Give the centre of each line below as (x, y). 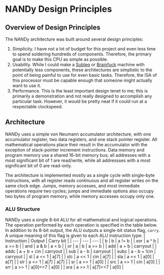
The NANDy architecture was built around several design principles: (74, 39)
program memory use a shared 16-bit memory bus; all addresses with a (78, 155)
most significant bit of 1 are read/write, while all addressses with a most (78, 160)
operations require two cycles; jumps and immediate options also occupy (80, 191)
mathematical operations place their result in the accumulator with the (76, 144)
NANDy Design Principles (59, 9)
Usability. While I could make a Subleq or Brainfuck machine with (78, 65)
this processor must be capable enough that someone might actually (82, 80)
